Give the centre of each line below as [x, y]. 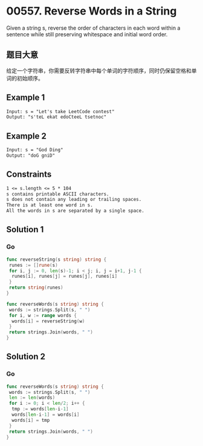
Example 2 [26, 136]
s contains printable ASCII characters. [58, 194]
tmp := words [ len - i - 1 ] [40, 409]
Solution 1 [25, 230]
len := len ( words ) [32, 398]
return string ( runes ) [36, 288]
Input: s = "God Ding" [35, 150]
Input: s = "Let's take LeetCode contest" [60, 111]
